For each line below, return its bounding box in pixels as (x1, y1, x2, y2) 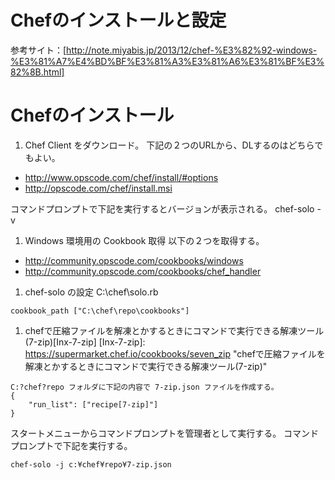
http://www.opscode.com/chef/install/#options (24, 171, 219, 183)
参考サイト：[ (10, 44, 67, 56)
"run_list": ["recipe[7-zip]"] (28, 399, 159, 410)
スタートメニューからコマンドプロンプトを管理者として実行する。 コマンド (10, 427, 320, 439)
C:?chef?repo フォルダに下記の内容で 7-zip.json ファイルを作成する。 (10, 382, 279, 392)
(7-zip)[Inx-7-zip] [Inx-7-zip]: (24, 336, 146, 348)
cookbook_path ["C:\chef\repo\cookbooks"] (10, 306, 190, 316)
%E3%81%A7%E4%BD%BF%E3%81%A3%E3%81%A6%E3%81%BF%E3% (10, 55, 325, 67)
